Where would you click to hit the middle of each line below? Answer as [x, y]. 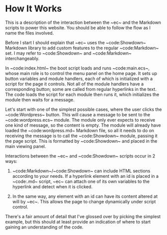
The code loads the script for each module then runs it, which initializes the [82, 94]
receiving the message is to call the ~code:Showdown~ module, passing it [81, 136]
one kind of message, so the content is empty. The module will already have [83, 125]
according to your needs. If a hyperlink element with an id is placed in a [85, 176]
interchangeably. [22, 58]
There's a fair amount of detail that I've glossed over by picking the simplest [83, 216]
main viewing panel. [26, 146]
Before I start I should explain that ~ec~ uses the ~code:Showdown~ [76, 42]
